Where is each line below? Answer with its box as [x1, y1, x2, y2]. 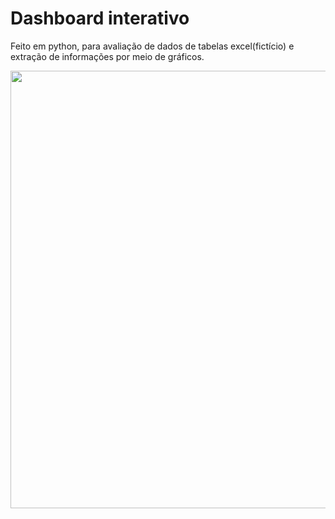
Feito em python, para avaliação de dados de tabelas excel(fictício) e [10, 40, 295, 52]
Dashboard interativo [10, 7, 190, 30]
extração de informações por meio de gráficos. [10, 50, 205, 62]
